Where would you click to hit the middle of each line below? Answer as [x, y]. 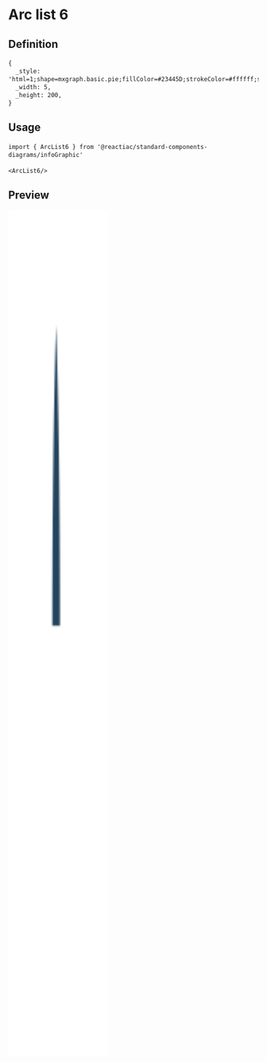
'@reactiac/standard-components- [152, 147]
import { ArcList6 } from [51, 147]
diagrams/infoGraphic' [46, 155]
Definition [33, 44]
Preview [29, 196]
